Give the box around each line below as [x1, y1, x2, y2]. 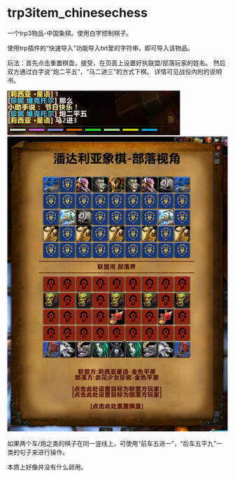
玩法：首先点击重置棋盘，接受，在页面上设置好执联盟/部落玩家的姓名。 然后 [7, 58, 226, 67]
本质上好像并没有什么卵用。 [7, 463, 87, 472]
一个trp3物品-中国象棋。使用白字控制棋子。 [7, 29, 133, 37]
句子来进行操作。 [19, 448, 69, 456]
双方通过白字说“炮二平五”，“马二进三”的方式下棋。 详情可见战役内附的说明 [7, 67, 222, 76]
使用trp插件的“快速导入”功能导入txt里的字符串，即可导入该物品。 [7, 43, 194, 52]
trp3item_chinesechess [7, 5, 148, 21]
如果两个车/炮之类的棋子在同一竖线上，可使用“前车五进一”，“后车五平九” [7, 440, 217, 448]
